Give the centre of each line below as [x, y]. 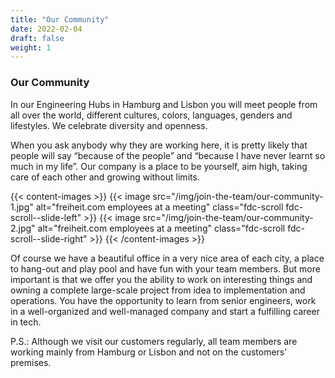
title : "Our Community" [60, 19]
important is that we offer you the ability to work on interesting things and [161, 279]
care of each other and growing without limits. [105, 177]
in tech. [26, 322]
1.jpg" [22, 207]
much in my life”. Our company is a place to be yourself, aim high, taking [159, 166]
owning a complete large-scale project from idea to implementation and [158, 290]
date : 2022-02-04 [46, 29]
